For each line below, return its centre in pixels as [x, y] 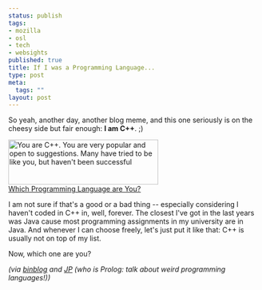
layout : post [30, 97]
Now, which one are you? [50, 254]
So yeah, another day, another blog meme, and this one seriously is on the [131, 120]
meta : [17, 82]
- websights [28, 53]
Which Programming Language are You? [75, 189]
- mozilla [25, 30]
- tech [19, 46]
